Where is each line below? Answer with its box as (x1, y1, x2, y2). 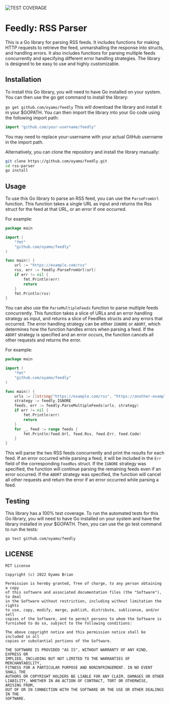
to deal (5, 594, 22, 599)
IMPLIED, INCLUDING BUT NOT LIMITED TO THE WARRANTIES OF (5, 656, 130, 661)
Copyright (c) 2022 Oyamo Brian (5, 572, 73, 577)
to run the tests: (5, 526, 38, 532)
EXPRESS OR (5, 651, 28, 657)
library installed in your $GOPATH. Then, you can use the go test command (5, 521, 162, 527)
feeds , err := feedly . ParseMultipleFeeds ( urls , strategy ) (14, 403, 139, 408)
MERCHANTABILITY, (5, 660, 42, 666)
